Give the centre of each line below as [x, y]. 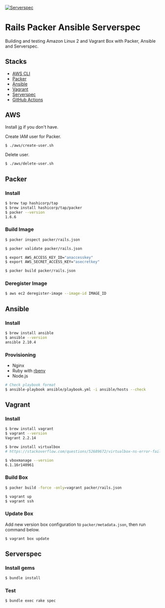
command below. [23, 529]
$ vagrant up [18, 497]
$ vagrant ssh [20, 501]
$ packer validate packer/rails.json [44, 249]
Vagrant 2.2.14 [21, 438]
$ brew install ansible [29, 333]
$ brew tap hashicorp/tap [31, 203]
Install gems [20, 568]
